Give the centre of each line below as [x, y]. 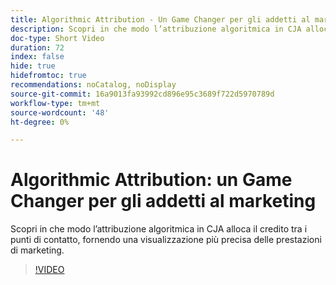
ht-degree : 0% [40, 122]
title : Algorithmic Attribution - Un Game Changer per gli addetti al [160, 19]
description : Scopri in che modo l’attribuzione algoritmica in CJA [156, 29]
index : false [37, 57]
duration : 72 [37, 47]
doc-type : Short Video [57, 38]
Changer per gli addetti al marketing [163, 201]
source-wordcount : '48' [60, 112]
